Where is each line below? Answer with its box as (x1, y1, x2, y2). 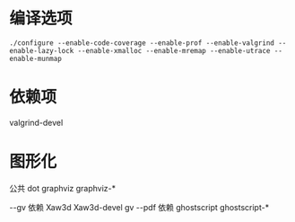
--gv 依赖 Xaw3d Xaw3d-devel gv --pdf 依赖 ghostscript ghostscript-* (9, 201, 270, 212)
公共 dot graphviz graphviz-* (9, 182, 117, 193)
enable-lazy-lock (9, 46, 74, 55)
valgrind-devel (9, 117, 64, 128)
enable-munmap (9, 54, 63, 63)
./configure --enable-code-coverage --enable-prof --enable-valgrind (9, 38, 275, 48)
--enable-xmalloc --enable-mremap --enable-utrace (77, 46, 271, 55)
